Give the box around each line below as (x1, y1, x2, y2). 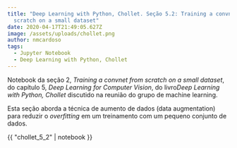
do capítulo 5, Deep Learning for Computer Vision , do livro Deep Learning (7, 82, 220, 92)
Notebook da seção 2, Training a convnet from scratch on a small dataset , (7, 75, 224, 84)
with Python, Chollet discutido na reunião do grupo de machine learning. (7, 90, 218, 99)
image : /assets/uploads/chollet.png (7, 30, 115, 37)
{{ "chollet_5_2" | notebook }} (7, 132, 93, 141)
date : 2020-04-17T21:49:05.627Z (7, 23, 102, 30)
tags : (7, 43, 23, 50)
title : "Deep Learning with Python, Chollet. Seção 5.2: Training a (7, 10, 213, 18)
